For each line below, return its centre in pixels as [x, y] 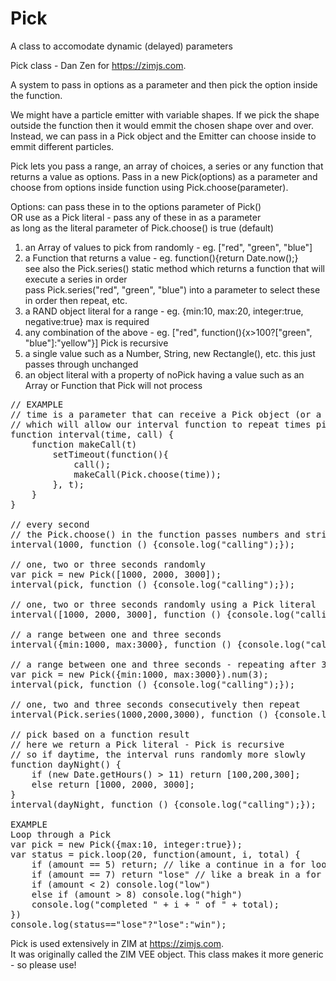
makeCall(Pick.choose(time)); [147, 474]
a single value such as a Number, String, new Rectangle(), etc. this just [170, 353]
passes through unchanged [81, 364]
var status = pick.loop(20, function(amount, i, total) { [155, 854]
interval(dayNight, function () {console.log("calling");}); [163, 804]
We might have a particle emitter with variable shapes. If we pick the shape [165, 114]
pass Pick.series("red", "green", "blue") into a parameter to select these [172, 289]
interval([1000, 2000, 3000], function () [116, 614]
